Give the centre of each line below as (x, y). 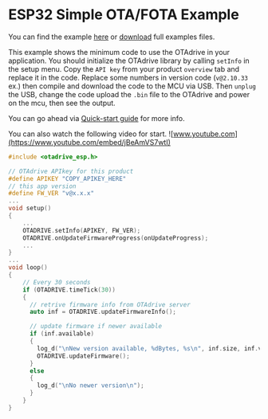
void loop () (28, 268)
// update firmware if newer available (95, 327)
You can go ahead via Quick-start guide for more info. (97, 118)
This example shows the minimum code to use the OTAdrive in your (119, 52)
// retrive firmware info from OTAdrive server (110, 304)
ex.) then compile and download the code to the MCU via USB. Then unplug (132, 86)
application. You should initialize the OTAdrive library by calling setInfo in (129, 61)
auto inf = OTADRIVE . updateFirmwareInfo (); (103, 312)
